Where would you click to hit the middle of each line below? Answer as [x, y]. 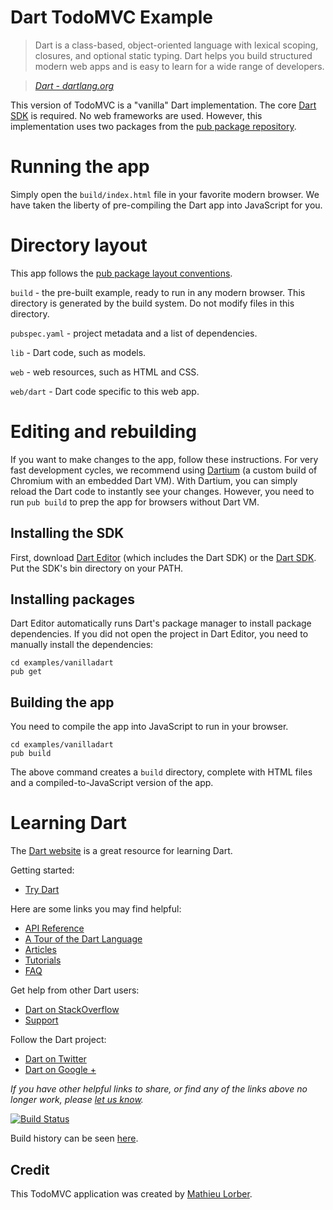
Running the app [80, 167]
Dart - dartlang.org [74, 85]
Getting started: [42, 870]
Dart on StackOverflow [72, 1010]
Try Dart [42, 890]
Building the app [62, 702]
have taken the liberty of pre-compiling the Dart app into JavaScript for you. [166, 205]
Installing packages [73, 599]
